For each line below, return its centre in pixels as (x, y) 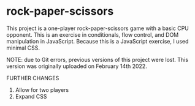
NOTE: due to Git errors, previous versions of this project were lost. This (97, 59)
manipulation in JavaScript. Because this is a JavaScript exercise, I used (97, 41)
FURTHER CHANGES (33, 78)
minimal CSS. (23, 48)
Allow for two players (42, 89)
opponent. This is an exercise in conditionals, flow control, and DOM (93, 34)
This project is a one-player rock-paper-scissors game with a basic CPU (97, 28)
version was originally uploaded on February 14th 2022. (77, 66)
